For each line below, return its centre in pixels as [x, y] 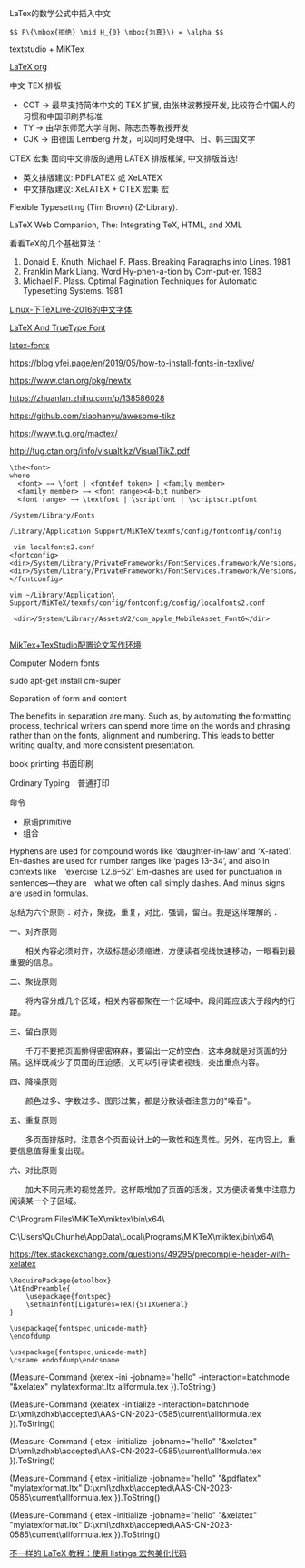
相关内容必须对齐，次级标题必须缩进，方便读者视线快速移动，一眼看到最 [160, 950]
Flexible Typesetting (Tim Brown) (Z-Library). [94, 207]
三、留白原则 [33, 1031]
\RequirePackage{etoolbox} [60, 1281]
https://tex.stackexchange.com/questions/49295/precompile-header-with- [150, 1254]
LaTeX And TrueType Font [58, 327]
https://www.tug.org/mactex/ [64, 433]
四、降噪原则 [33, 1081]
